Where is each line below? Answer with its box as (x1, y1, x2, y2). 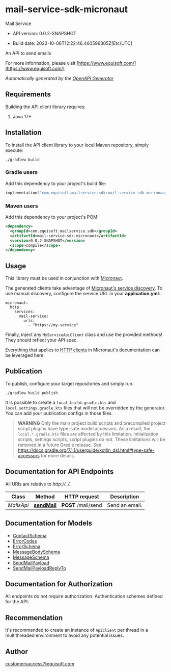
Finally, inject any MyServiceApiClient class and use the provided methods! (5, 331, 163, 338)
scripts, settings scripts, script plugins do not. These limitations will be (17, 436, 165, 442)
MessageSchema (12, 554, 49, 560)
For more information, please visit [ (5, 60, 79, 66)
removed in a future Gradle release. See (17, 442, 102, 448)
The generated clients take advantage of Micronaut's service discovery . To (5, 285, 163, 291)
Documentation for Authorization (5, 580, 113, 588)
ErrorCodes (12, 538, 37, 544)
